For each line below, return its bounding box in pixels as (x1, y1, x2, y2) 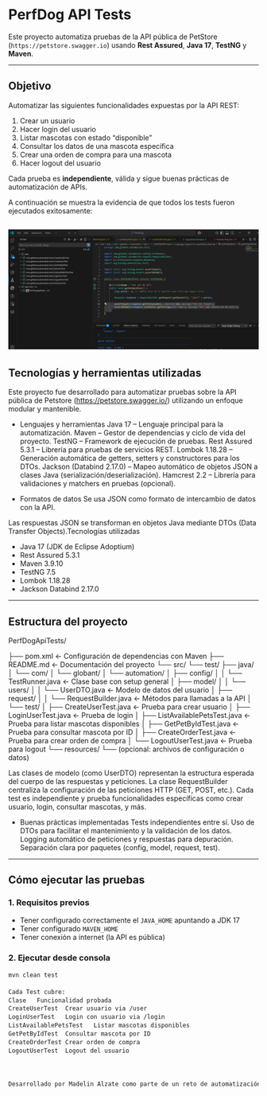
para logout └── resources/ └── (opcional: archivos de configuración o (8, 744, 245, 754)
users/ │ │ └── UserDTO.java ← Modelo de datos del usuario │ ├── (8, 685, 233, 694)
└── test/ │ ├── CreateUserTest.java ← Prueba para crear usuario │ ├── (8, 702, 250, 712)
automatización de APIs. (8, 181, 88, 192)
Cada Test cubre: (8, 988, 66, 996)
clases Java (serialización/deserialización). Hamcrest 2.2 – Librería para (19, 470, 256, 480)
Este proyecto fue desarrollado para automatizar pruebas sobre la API (8, 388, 237, 397)
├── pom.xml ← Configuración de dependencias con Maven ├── (8, 651, 224, 661)
